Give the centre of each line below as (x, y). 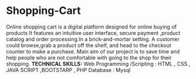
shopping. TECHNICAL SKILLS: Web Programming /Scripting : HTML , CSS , (98, 64)
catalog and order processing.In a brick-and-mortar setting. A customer (93, 39)
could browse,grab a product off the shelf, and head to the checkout (89, 45)
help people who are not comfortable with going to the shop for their (89, 58)
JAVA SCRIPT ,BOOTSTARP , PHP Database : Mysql (68, 70)
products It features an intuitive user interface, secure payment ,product (93, 33)
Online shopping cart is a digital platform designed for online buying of (92, 27)
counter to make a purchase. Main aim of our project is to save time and (93, 51)
